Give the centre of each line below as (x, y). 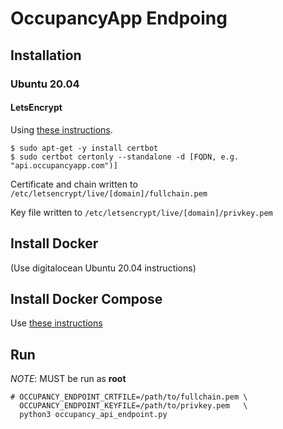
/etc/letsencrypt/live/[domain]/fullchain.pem (109, 193)
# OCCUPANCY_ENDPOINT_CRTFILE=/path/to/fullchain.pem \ (129, 397)
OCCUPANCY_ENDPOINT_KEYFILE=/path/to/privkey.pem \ (133, 406)
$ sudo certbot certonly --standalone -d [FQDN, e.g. (125, 157)
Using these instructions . (61, 129)
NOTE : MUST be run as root (68, 379)
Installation (46, 55)
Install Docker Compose (86, 298)
